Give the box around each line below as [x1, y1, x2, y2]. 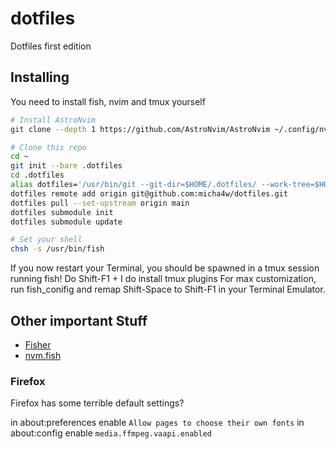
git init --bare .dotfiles [10, 161, 123, 171]
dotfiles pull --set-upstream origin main [10, 198, 190, 208]
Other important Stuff [10, 312, 148, 329]
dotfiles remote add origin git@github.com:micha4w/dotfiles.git [10, 188, 288, 199]
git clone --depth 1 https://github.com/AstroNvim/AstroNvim [10, 124, 271, 134]
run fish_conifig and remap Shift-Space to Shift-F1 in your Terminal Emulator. [10, 283, 326, 296]
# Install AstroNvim [10, 115, 97, 125]
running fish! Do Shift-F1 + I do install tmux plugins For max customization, [10, 273, 317, 285]
